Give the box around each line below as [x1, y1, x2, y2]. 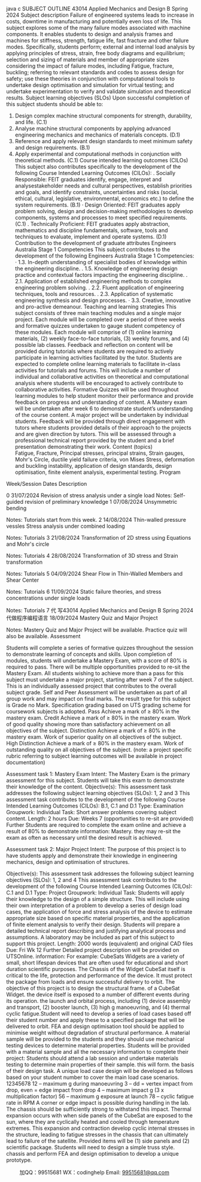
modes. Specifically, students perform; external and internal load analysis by [6, 43, 195, 50]
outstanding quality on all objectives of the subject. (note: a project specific [6, 746, 193, 753]
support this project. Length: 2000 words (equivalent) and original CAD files [6, 940, 193, 947]
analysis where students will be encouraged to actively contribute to [14, 380, 184, 386]
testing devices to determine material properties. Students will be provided [6, 1042, 190, 1049]
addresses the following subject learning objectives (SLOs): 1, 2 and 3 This [6, 790, 190, 796]
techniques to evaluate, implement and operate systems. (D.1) [14, 233, 167, 240]
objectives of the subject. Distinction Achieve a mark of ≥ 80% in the [6, 727, 176, 734]
